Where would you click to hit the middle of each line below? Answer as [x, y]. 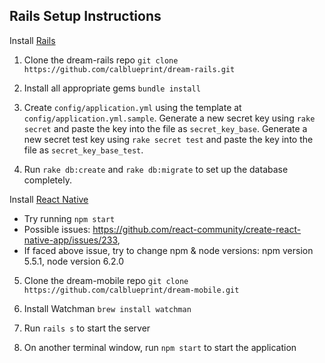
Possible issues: [57, 229]
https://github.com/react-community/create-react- [197, 229]
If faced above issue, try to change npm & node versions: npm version [168, 250]
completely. [47, 180]
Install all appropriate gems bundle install [112, 88]
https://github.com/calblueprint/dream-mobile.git [131, 290]
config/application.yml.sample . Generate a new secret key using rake [169, 118]
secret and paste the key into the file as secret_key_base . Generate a [165, 128]
